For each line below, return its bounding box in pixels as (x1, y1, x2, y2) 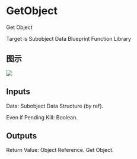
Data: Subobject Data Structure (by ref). (6, 102, 104, 109)
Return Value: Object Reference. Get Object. (6, 147, 114, 154)
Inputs (6, 87, 31, 97)
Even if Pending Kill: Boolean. (6, 113, 78, 121)
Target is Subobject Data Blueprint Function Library (6, 35, 132, 42)
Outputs (6, 131, 37, 141)
